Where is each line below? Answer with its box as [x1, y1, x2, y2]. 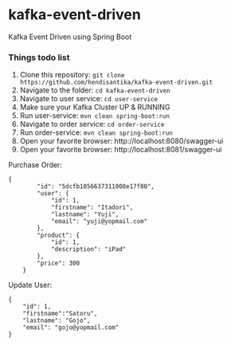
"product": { [37, 231, 80, 240]
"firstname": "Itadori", [50, 203, 134, 212]
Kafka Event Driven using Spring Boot [8, 32, 132, 41]
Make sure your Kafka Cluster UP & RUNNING [19, 102, 170, 112]
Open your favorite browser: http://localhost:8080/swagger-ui [19, 136, 224, 146]
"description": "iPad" [50, 246, 127, 254]
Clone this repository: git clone [19, 70, 125, 80]
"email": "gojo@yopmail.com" [22, 324, 119, 332]
